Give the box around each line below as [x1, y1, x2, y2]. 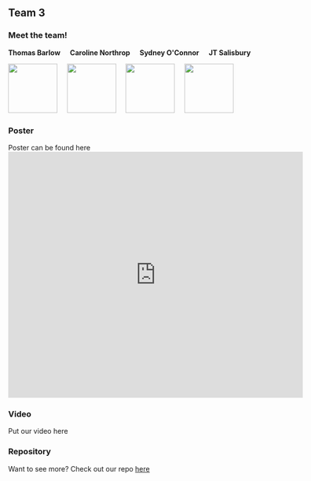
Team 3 [8, 6, 46, 20]
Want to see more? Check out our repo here [8, 464, 151, 473]
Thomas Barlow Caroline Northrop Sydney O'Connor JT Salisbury [8, 47, 251, 57]
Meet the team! [8, 30, 68, 41]
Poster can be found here [8, 142, 91, 152]
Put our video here [8, 427, 68, 436]
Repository [8, 446, 51, 457]
